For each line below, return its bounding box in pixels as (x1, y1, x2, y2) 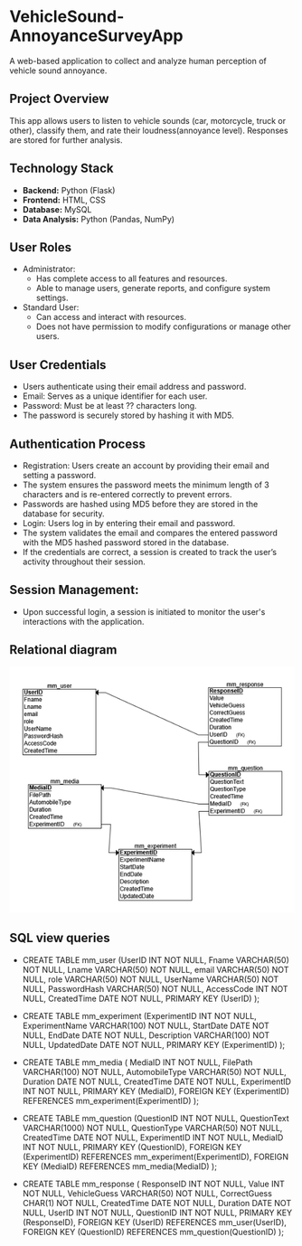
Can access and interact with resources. (35, 312, 187, 323)
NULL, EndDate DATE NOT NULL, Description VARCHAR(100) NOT (22, 1029, 270, 1041)
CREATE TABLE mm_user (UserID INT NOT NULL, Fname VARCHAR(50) (22, 954, 289, 965)
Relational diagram (9, 642, 118, 657)
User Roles (9, 240, 72, 255)
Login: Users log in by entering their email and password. (22, 518, 236, 528)
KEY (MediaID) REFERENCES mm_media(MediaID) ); (22, 1160, 217, 1172)
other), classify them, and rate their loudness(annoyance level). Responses (9, 125, 288, 136)
